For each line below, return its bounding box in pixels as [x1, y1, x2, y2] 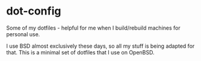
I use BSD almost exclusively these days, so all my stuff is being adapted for [6, 42, 195, 50]
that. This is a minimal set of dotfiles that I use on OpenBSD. [6, 48, 155, 56]
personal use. [6, 30, 40, 37]
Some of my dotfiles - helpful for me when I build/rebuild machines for [6, 24, 181, 31]
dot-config [6, 4, 61, 18]
